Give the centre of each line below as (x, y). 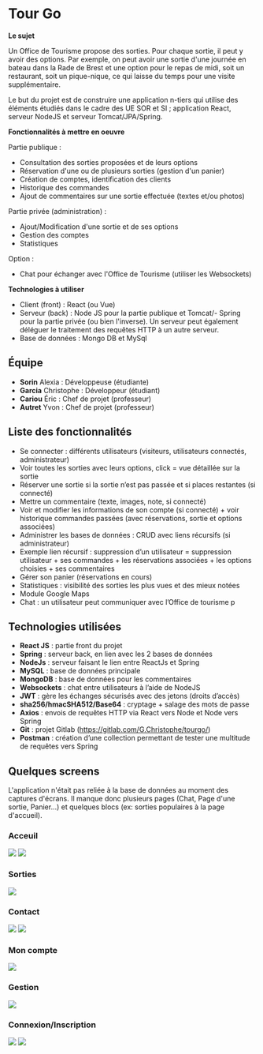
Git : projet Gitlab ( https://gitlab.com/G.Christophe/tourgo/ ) (115, 730)
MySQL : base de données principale (80, 671)
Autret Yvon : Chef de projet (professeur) (87, 407)
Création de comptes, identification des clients (95, 179)
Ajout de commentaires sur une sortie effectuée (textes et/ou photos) (132, 196)
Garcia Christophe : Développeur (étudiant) (90, 390)
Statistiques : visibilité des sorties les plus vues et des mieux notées (130, 585)
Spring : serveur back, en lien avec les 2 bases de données (116, 654)
